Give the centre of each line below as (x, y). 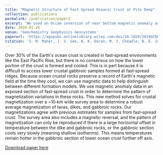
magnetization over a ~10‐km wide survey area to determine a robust (74, 102)
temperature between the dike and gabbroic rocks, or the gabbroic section (80, 128)
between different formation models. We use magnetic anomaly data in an (79, 86)
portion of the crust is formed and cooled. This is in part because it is (74, 65)
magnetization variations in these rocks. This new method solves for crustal (81, 97)
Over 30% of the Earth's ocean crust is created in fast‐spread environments (81, 55)
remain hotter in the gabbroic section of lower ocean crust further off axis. (79, 138)
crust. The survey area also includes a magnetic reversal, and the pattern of (81, 117)
